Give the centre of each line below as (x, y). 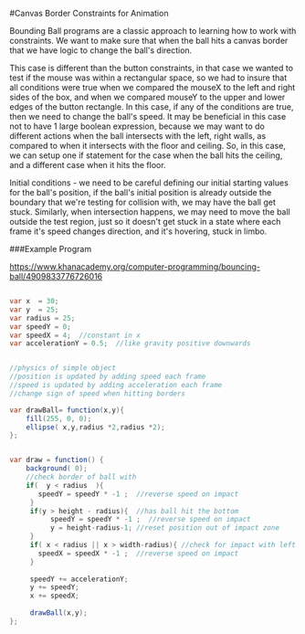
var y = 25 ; (34, 310)
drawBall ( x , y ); (59, 613)
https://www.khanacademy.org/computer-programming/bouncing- (135, 267)
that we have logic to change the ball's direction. (101, 50)
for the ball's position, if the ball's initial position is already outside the (141, 192)
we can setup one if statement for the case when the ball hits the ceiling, (146, 155)
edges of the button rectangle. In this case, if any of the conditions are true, (152, 107)
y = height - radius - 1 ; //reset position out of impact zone (165, 528)
